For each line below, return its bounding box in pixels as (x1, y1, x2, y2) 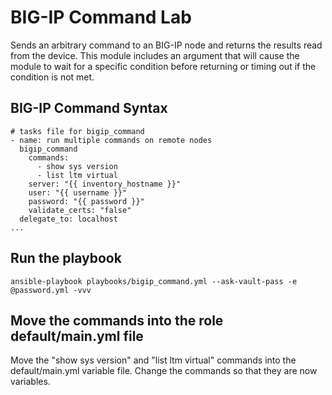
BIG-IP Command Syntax (10, 100, 168, 117)
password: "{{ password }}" (28, 196, 145, 206)
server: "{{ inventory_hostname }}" (28, 179, 182, 189)
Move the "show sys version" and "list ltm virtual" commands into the (10, 354, 297, 366)
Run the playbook (10, 250, 122, 267)
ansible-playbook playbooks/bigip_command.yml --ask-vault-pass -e (10, 276, 298, 286)
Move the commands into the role (10, 312, 224, 329)
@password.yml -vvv (10, 285, 92, 295)
